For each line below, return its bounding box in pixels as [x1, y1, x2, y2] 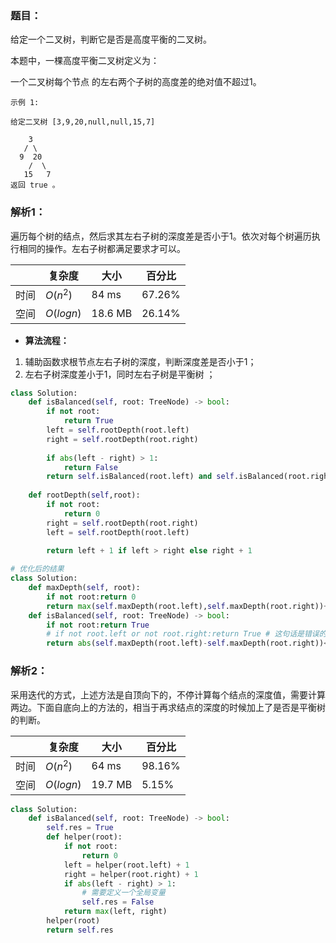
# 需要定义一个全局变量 [81, 888, 166, 898]
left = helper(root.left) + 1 [63, 860, 190, 870]
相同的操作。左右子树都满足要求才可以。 [18, 242, 186, 254]
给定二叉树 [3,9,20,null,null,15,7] [10, 117, 156, 127]
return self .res [46, 925, 114, 935]
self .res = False [81, 897, 155, 907]
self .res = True [46, 823, 114, 833]
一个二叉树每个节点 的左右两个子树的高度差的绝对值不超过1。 [10, 76, 262, 88]
